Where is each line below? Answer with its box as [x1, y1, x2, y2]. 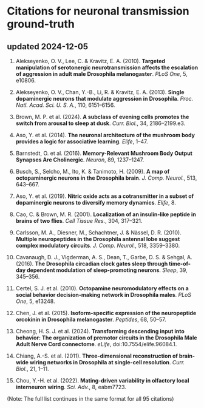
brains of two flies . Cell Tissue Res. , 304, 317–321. [15, 217, 143, 224]
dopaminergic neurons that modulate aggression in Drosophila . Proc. [15, 95, 194, 102]
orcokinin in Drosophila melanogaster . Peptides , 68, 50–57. [15, 316, 166, 323]
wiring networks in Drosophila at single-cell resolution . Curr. [29, 359, 185, 365]
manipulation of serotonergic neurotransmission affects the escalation [15, 64, 199, 71]
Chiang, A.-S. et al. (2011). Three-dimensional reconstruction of [15, 352, 178, 359]
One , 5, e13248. [15, 297, 55, 305]
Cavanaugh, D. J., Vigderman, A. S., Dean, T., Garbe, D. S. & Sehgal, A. [15, 254, 193, 260]
